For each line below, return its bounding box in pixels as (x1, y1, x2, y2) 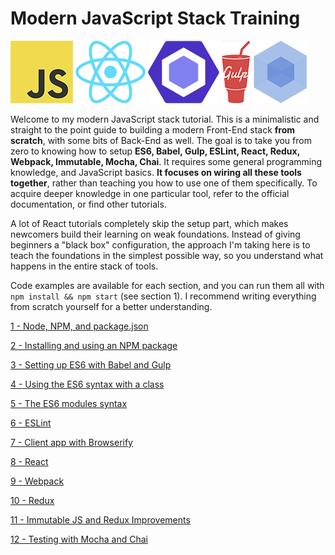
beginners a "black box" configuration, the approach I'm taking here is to (10, 238, 311, 251)
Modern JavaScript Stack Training (10, 7, 301, 30)
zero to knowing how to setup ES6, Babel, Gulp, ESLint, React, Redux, (10, 145, 300, 157)
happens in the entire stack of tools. (10, 260, 159, 272)
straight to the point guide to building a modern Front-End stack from (10, 123, 296, 136)
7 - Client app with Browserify (10, 436, 133, 448)
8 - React (10, 455, 49, 467)
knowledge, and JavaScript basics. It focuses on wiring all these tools (10, 166, 302, 178)
